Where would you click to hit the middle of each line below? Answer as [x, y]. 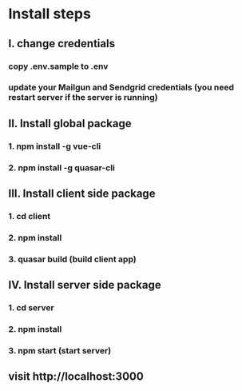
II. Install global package [70, 124]
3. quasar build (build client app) [73, 259]
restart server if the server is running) [83, 98]
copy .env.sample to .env [58, 66]
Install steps [50, 14]
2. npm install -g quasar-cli [62, 167]
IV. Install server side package [85, 285]
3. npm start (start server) [60, 350]
